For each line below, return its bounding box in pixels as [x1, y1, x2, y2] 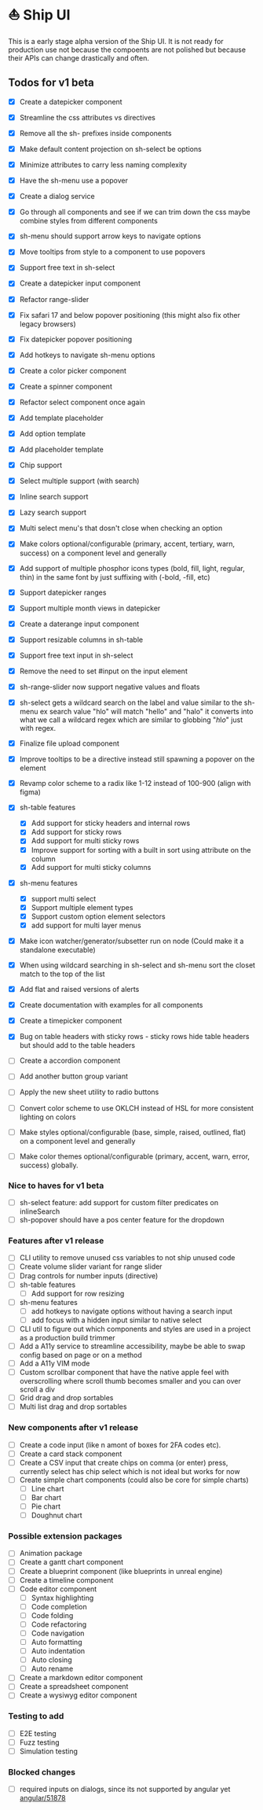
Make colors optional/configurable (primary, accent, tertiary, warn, [19, 539, 236, 549]
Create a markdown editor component [19, 1673, 143, 1683]
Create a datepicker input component [19, 278, 141, 288]
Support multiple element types [31, 902, 133, 912]
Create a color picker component [19, 366, 127, 375]
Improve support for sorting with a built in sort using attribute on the [31, 845, 251, 854]
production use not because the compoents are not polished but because [8, 45, 246, 54]
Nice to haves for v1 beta [8, 1180, 104, 1191]
